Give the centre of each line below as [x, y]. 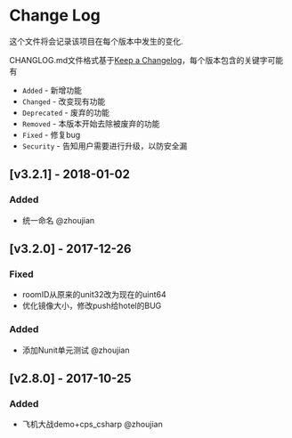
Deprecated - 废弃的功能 [65, 112]
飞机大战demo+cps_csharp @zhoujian [92, 425]
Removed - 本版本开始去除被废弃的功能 [91, 123]
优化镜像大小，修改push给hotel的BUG [92, 306]
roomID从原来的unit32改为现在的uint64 [94, 295]
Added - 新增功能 [52, 90]
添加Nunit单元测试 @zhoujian [76, 350]
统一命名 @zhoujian [58, 220]
